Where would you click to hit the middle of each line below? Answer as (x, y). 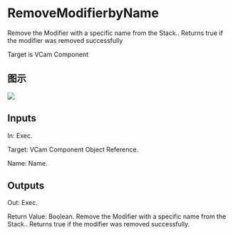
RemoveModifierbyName (83, 13)
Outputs (26, 185)
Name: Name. (27, 163)
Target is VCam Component (48, 54)
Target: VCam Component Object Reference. (73, 149)
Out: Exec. (22, 203)
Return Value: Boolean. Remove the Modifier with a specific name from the (117, 216)
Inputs (22, 118)
